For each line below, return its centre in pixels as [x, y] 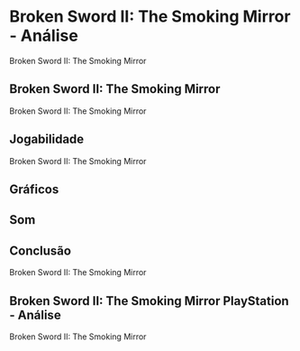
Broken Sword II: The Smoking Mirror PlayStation [150, 301]
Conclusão [41, 250]
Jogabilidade [47, 139]
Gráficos [34, 189]
